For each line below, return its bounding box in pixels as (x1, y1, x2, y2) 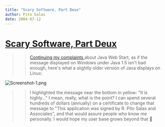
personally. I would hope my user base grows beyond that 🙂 (29, 116, 153, 122)
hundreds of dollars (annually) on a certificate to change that (29, 100, 155, 106)
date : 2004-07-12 (5, 16, 41, 21)
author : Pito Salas (5, 12, 46, 17)
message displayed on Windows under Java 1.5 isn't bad (29, 60, 146, 66)
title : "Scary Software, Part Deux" (5, 7, 81, 12)
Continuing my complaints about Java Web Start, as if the (29, 54, 148, 60)
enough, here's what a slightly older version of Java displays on (29, 65, 161, 71)
